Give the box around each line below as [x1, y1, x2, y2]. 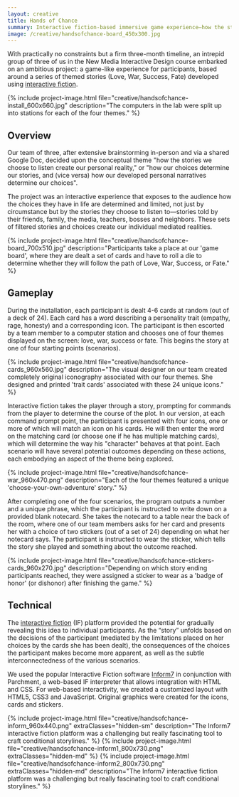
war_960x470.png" [7, 476, 64, 484]
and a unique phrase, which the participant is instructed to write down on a [7, 504, 228, 513]
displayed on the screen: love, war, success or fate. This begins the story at [7, 336, 229, 345]
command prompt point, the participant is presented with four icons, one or [7, 417, 228, 425]
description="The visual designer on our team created [68, 365, 228, 373]
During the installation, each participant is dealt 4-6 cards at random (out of [7, 306, 230, 314]
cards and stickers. [7, 700, 64, 708]
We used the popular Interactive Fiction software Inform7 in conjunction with [7, 670, 232, 678]
